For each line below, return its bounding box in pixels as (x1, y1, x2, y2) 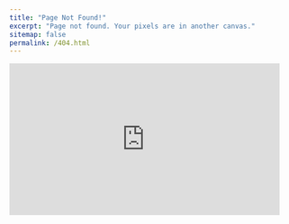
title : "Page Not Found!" (9, 13, 106, 22)
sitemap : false (9, 30, 67, 39)
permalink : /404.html (9, 38, 91, 48)
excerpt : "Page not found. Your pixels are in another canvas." (9, 22, 256, 31)
